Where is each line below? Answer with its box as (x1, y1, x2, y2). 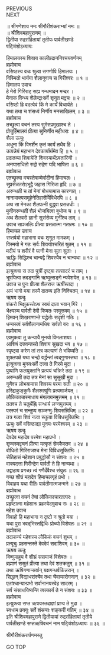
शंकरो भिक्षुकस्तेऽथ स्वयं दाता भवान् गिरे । (6, 301, 83, 307)
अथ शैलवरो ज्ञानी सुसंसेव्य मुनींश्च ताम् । (6, 214, 81, 221)
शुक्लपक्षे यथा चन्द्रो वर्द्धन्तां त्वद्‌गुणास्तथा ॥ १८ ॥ (6, 354, 96, 361)
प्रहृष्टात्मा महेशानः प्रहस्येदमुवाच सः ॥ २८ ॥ (6, 500, 84, 507)
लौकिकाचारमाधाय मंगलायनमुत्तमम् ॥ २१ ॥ (6, 394, 84, 401)
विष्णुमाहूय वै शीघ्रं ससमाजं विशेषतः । (6, 553, 73, 560)
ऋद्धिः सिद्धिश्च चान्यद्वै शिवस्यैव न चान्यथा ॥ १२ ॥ (6, 254, 98, 261)
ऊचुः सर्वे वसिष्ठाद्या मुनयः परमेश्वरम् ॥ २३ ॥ (6, 420, 87, 427)
